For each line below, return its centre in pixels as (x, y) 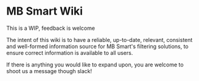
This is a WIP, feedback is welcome (51, 28)
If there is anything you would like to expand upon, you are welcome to (95, 65)
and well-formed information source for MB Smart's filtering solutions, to (97, 46)
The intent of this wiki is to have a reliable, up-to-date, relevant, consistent (100, 40)
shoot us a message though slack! (49, 71)
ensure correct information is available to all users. (70, 52)
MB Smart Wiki (45, 11)
